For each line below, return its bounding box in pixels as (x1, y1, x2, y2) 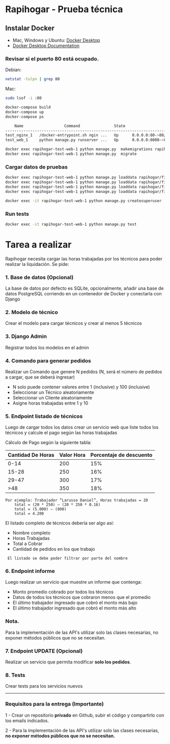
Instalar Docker (5, 24, 55, 32)
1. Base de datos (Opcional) (5, 274, 74, 281)
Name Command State (14, 123, 125, 128)
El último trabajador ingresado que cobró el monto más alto (12, 605, 137, 611)
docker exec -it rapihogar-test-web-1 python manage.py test (5, 222, 137, 227)
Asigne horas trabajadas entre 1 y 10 (12, 400, 89, 406)
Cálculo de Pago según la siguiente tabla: (5, 439, 92, 446)
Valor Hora (59, 452, 86, 459)
